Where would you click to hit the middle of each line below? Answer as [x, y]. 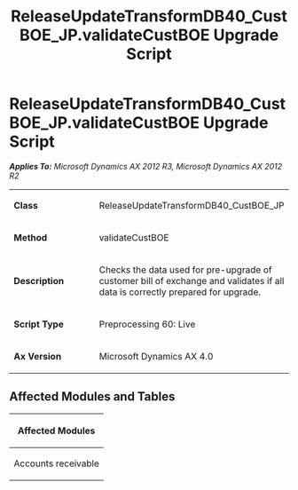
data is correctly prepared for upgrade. [180, 292]
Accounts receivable [56, 463]
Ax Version [38, 356]
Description [39, 281]
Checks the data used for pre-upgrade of [185, 270]
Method [31, 237]
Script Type [39, 324]
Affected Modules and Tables [92, 397]
